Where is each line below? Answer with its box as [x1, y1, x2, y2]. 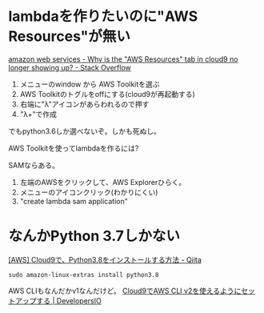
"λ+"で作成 [19, 109, 58, 118]
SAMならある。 [8, 160, 60, 170]
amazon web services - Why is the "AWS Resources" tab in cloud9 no [8, 54, 238, 64]
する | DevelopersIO [35, 295, 102, 305]
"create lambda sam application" [19, 196, 128, 206]
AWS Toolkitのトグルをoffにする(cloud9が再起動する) [19, 89, 196, 98]
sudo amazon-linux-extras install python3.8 [8, 271, 159, 279]
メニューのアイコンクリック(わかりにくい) [19, 187, 158, 197]
